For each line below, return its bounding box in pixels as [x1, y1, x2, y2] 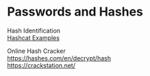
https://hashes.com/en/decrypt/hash [7, 54, 112, 62]
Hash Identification [7, 26, 60, 35]
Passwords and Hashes [7, 4, 144, 20]
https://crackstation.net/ [7, 61, 75, 69]
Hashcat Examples [7, 33, 60, 41]
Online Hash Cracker [7, 47, 66, 55]
